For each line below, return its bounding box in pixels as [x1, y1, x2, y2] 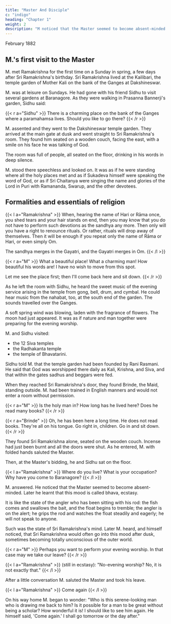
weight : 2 [5, 21, 27, 27]
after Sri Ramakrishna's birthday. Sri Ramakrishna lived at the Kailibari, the [5, 74, 161, 80]
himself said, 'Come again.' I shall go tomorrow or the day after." [5, 613, 140, 619]
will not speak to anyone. [5, 515, 58, 522]
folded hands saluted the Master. [5, 449, 75, 455]
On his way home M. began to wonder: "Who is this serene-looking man [5, 596, 157, 603]
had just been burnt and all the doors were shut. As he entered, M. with [5, 444, 155, 450]
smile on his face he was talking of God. [5, 141, 89, 148]
